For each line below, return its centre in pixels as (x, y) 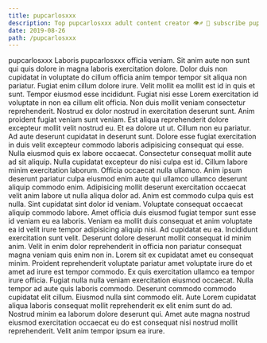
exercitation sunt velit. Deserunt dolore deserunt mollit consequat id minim (130, 238)
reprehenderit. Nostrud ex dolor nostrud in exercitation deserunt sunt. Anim (132, 111)
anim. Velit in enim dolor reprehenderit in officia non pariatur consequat (125, 247)
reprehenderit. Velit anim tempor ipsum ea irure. (87, 331)
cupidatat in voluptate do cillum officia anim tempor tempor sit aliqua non (128, 77)
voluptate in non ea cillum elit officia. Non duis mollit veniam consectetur (127, 103)
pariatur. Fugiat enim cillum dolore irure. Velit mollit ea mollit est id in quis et (132, 86)
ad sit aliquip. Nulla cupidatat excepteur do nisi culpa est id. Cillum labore (128, 162)
